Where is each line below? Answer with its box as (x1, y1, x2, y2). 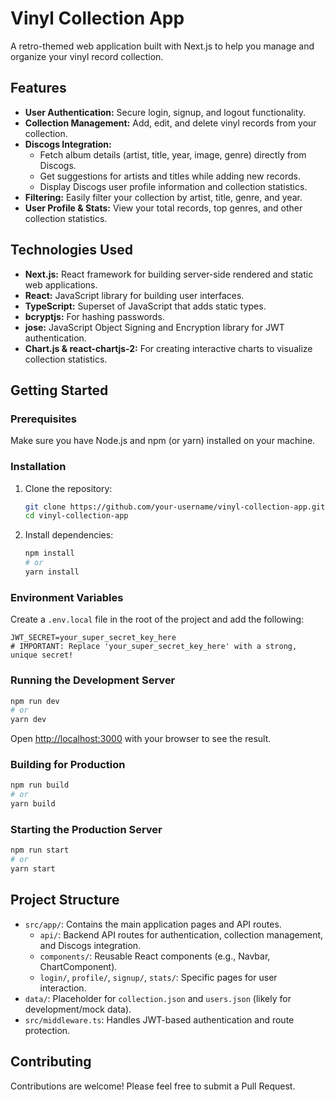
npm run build (10, 780, 70, 791)
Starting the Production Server (10, 822, 163, 836)
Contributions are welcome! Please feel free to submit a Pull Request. (10, 1080, 296, 1092)
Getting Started (10, 382, 109, 399)
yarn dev (10, 715, 47, 725)
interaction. (39, 982, 87, 994)
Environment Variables (10, 590, 124, 604)
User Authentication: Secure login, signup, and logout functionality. (24, 106, 306, 118)
